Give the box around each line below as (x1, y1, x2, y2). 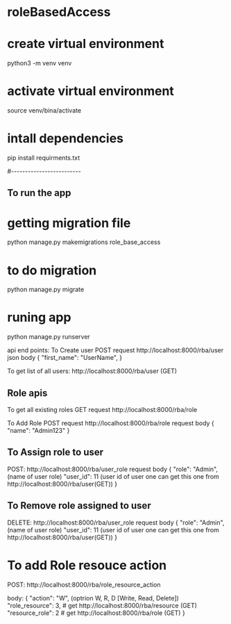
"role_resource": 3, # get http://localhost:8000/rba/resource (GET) (7, 601, 198, 609)
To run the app (7, 187, 71, 199)
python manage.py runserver (7, 333, 90, 341)
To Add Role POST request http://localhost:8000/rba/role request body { (7, 419, 215, 427)
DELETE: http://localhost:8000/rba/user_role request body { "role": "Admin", (7, 518, 225, 527)
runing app (7, 310, 71, 325)
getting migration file (7, 215, 131, 231)
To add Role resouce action (7, 557, 167, 573)
